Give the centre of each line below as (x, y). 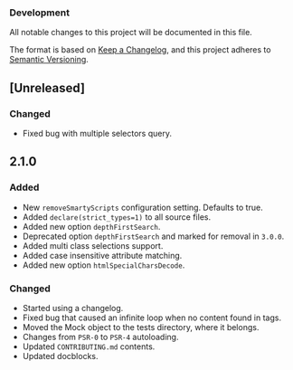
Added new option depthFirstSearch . (91, 226)
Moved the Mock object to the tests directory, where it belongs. (141, 327)
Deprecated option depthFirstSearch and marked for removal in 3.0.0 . (153, 236)
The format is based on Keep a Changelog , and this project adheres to (140, 50)
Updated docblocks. (60, 356)
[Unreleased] (47, 88)
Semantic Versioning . (49, 60)
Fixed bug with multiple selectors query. (97, 133)
